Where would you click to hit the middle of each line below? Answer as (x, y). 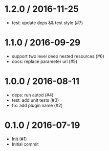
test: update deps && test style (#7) (47, 23)
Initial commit (25, 144)
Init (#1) (19, 139)
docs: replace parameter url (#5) (44, 61)
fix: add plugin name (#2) (37, 105)
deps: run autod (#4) (33, 95)
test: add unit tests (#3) (35, 100)
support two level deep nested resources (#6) (58, 56)
